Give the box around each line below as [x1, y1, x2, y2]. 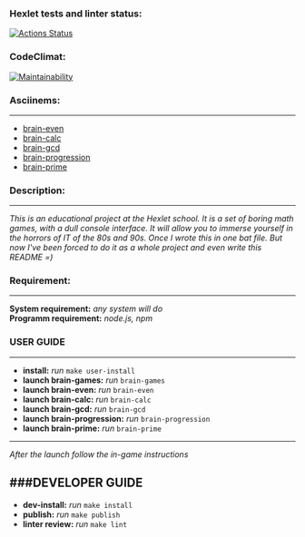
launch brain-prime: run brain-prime [22, 423, 162, 434]
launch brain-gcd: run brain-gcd [22, 403, 146, 415]
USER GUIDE [9, 336, 65, 348]
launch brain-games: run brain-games [22, 375, 166, 386]
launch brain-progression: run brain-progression [22, 413, 211, 424]
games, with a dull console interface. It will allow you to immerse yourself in [9, 223, 293, 234]
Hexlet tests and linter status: [9, 7, 143, 20]
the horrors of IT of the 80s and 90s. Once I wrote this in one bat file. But [9, 232, 283, 243]
